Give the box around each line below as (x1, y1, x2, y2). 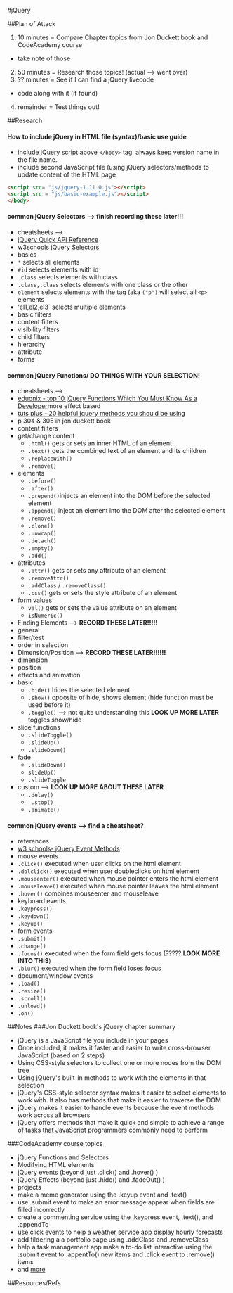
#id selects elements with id (17, 265, 99, 274)
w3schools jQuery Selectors (17, 243, 100, 252)
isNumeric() (27, 612, 63, 620)
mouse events (17, 852, 58, 860)
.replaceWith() (27, 455, 72, 463)
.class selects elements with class (17, 273, 118, 281)
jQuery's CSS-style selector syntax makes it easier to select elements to (17, 1088, 227, 1097)
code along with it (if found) (17, 89, 98, 97)
